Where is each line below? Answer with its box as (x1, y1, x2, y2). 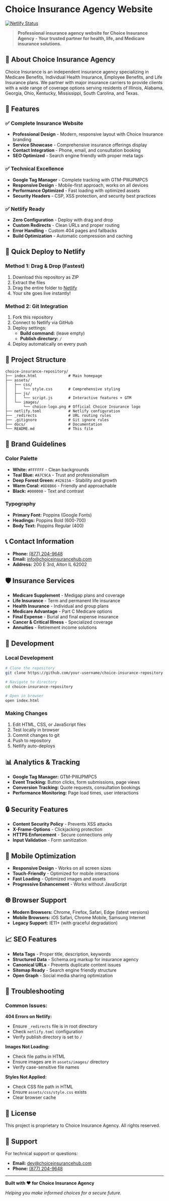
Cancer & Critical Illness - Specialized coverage (12, 619, 113, 625)
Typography (5, 500, 36, 508)
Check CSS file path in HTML (12, 1084, 73, 1090)
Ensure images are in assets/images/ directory (12, 1059, 109, 1065)
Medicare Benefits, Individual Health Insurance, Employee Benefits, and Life (5, 74, 162, 80)
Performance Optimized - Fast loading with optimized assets (12, 187, 140, 194)
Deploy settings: (12, 325, 47, 331)
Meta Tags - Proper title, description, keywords (12, 951, 111, 957)
